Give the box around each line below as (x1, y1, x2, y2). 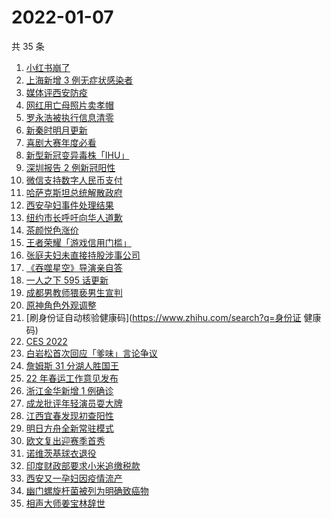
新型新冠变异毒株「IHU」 (25, 149, 130, 161)
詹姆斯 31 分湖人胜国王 (25, 359, 120, 371)
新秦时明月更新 (25, 124, 88, 136)
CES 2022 (25, 335, 68, 347)
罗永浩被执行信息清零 (25, 111, 114, 123)
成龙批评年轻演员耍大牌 (25, 397, 123, 409)
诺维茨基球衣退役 (25, 447, 97, 459)
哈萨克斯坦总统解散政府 (25, 186, 123, 198)
